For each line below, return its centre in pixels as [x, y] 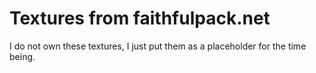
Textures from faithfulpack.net [140, 18]
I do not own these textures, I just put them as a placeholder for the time [158, 46]
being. [22, 56]
